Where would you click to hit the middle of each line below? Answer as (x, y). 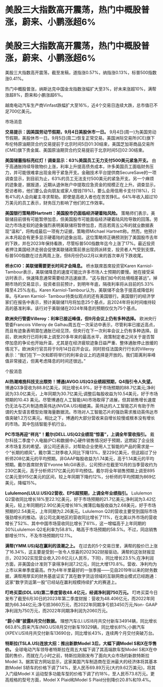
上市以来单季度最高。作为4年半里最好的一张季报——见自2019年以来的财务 (79, 570)
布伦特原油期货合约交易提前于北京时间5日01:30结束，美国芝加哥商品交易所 (80, 144)
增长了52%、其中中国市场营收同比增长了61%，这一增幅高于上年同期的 (76, 524)
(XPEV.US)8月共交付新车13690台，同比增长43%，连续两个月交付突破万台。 (81, 633)
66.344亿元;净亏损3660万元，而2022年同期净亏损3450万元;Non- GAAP (85, 605)
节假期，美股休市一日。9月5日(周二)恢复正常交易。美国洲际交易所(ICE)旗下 (80, 138)
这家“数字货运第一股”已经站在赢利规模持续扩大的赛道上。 (62, 582)
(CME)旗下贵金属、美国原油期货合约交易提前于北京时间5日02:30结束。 (76, 150)
